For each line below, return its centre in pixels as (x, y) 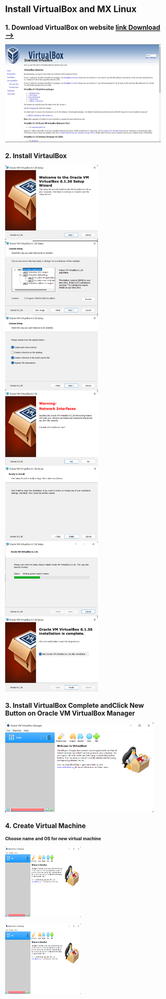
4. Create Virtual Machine (45, 826)
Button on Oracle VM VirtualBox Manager (70, 714)
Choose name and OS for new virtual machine (53, 838)
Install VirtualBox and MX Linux (71, 9)
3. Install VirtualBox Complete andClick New (75, 706)
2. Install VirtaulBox (36, 156)
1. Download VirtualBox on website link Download (83, 28)
